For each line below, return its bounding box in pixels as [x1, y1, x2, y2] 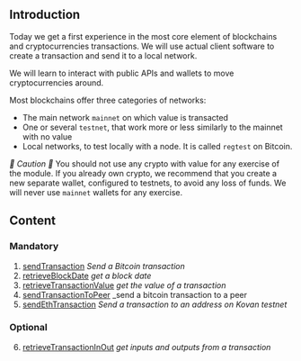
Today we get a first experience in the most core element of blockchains [9, 31, 278, 41]
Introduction [9, 7, 81, 23]
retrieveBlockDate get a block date [22, 270, 152, 281]
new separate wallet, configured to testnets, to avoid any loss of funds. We [9, 177, 287, 188]
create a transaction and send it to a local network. [9, 50, 198, 61]
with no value [22, 131, 73, 142]
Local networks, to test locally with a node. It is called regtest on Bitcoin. [22, 140, 293, 151]
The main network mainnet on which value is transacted [22, 112, 229, 122]
